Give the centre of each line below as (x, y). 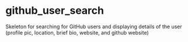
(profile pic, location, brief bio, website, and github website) (77, 32)
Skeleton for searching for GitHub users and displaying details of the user (94, 26)
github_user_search (55, 11)
